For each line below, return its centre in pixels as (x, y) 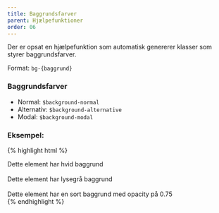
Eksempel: (26, 135)
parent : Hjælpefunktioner (45, 20)
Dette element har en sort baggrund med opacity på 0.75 (90, 194)
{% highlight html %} (38, 150)
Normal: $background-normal (58, 102)
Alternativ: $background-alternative (69, 109)
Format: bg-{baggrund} (40, 68)
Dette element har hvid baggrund (55, 164)
